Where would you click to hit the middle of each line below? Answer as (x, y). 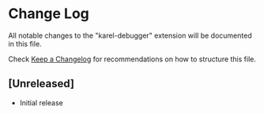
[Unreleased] (41, 84)
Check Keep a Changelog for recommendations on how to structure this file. (132, 59)
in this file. (25, 43)
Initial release (41, 102)
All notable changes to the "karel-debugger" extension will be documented (130, 35)
